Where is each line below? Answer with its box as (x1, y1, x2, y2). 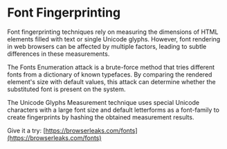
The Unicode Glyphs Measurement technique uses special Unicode (7, 98, 199, 106)
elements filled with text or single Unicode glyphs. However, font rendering (7, 34, 221, 43)
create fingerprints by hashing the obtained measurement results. (7, 112, 194, 121)
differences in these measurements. (7, 50, 110, 58)
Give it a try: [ (7, 126, 46, 135)
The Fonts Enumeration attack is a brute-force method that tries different (7, 63, 215, 71)
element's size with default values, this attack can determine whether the (7, 77, 216, 86)
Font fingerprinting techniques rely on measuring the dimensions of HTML (7, 28, 219, 36)
